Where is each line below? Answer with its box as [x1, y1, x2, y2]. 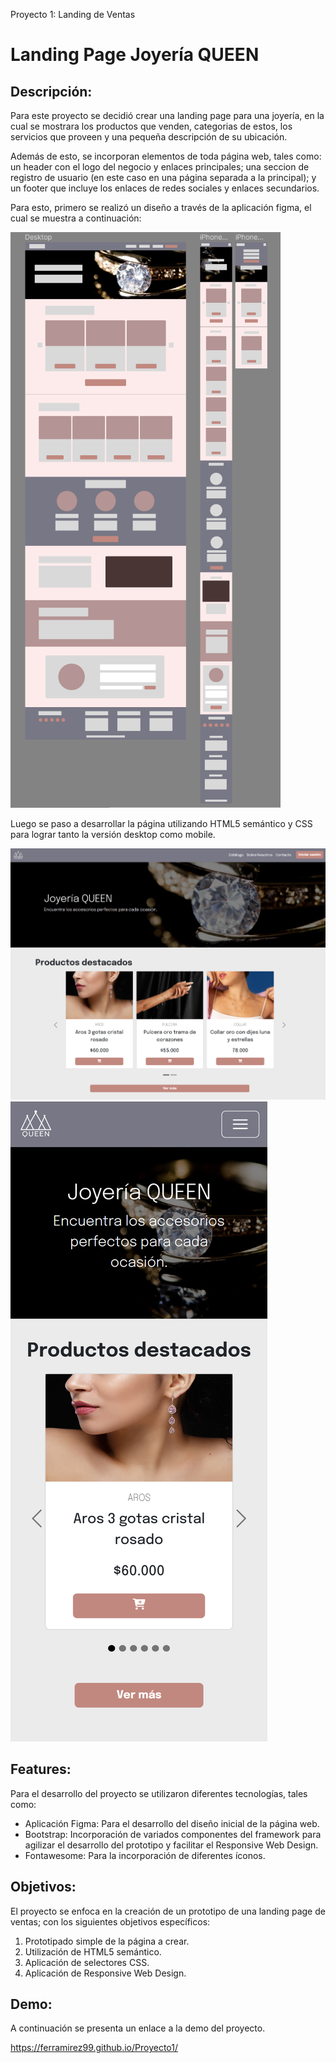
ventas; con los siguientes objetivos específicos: [10, 1915, 211, 1928]
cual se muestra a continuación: [10, 212, 142, 224]
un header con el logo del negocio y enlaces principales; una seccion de [10, 161, 310, 173]
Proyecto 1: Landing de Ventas [10, 9, 136, 20]
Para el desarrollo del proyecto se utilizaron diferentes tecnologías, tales [10, 1787, 308, 1799]
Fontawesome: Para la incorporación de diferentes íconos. [24, 1849, 266, 1861]
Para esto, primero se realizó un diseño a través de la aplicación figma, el [10, 202, 312, 213]
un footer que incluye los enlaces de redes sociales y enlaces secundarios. [10, 182, 320, 194]
